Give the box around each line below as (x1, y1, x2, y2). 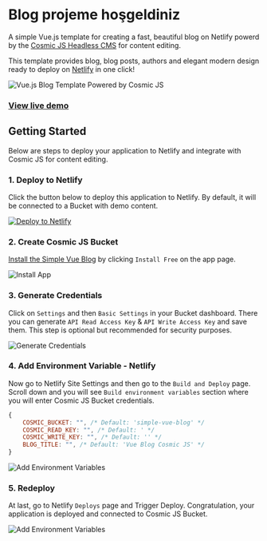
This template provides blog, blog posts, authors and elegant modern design (8, 56, 260, 66)
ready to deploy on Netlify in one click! (8, 64, 135, 74)
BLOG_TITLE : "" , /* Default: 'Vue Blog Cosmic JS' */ (22, 441, 205, 449)
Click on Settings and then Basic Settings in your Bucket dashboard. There (8, 308, 258, 317)
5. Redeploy (8, 483, 56, 494)
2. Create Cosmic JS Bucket (8, 236, 119, 247)
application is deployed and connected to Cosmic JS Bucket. (8, 509, 208, 519)
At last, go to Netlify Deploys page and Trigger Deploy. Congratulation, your (8, 501, 255, 511)
